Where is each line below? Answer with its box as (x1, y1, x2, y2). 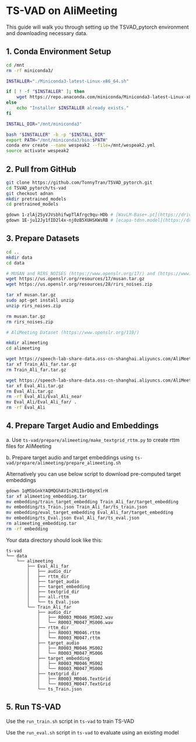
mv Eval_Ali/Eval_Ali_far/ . (6, 399, 77, 405)
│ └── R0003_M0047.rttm (37, 635, 100, 641)
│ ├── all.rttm (27, 594, 69, 600)
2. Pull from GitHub (6, 164, 77, 174)
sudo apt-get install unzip (6, 297, 75, 303)
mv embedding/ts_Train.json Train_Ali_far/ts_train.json (6, 504, 148, 510)
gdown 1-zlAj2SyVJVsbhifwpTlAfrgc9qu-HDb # (6, 212, 114, 218)
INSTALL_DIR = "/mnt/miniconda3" (6, 121, 82, 127)
